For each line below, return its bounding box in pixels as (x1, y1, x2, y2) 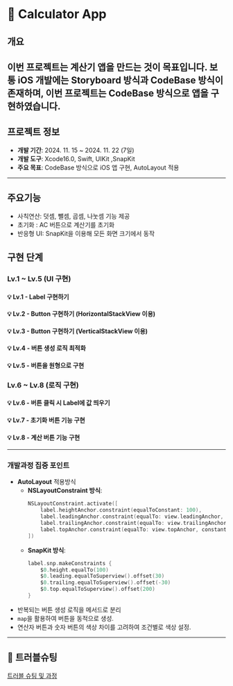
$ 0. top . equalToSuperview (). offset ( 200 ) (40, 586, 156, 593)
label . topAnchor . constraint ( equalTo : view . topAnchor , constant (40, 526, 227, 533)
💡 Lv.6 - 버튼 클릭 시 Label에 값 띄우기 (7, 399, 110, 407)
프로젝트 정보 (7, 126, 60, 138)
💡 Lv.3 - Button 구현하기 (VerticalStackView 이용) (7, 326, 148, 335)
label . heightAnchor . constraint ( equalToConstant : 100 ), (40, 507, 202, 514)
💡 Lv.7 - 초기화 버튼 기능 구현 (7, 416, 85, 424)
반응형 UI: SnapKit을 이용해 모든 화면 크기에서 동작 (17, 229, 155, 237)
